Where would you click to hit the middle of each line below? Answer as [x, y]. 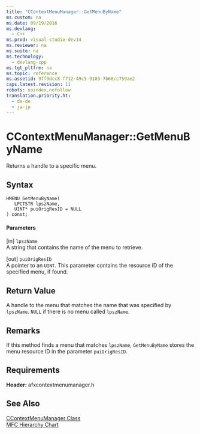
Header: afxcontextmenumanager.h [50, 385]
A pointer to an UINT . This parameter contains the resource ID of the [90, 266]
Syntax [20, 185]
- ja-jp [21, 107]
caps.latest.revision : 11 [38, 85]
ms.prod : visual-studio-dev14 [44, 40]
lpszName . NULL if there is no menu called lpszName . [68, 312]
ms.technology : [25, 57]
